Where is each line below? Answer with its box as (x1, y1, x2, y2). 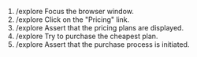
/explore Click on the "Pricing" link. (15, 15, 130, 24)
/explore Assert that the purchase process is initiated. (15, 40, 190, 49)
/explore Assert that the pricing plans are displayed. (15, 23, 184, 32)
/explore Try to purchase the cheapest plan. (15, 31, 158, 41)
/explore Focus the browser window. (15, 7, 134, 16)
